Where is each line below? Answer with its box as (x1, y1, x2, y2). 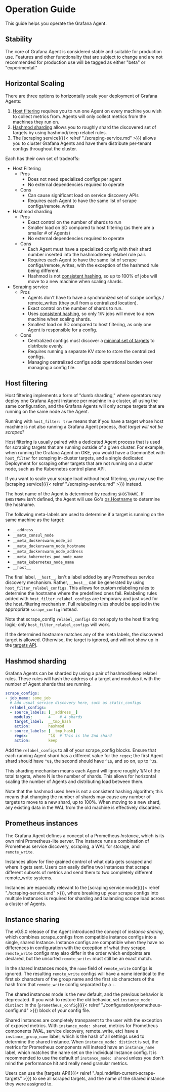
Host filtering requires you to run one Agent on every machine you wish (12, 108, 162, 114)
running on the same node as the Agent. (5, 409, 90, 415)
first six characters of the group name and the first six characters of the (5, 976, 155, 982)
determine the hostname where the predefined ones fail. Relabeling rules (5, 590, 157, 596)
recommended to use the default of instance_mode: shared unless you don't (5, 1055, 164, 1061)
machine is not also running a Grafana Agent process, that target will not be (5, 424, 163, 430)
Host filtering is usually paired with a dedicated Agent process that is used (5, 439, 160, 445)
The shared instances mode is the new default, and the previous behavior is (5, 991, 163, 997)
